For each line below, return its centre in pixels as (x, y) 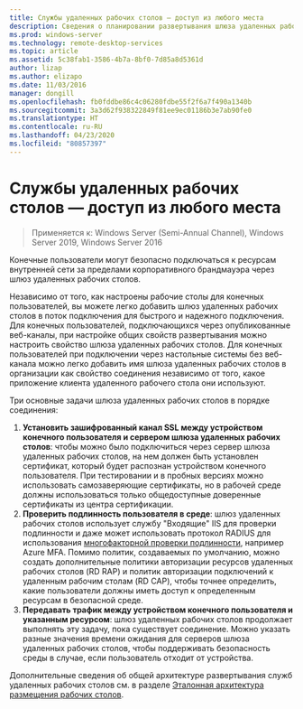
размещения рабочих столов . (67, 694)
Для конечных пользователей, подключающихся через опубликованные (150, 325)
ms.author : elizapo (46, 77)
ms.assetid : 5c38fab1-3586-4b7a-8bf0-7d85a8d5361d (106, 60)
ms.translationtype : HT (54, 118)
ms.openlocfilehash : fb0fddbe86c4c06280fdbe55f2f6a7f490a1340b (131, 102)
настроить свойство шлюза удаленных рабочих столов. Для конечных (146, 344)
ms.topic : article (44, 51)
